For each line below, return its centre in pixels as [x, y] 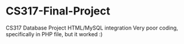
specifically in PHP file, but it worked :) [54, 34]
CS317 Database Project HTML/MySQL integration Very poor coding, [92, 28]
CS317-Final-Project [58, 11]
